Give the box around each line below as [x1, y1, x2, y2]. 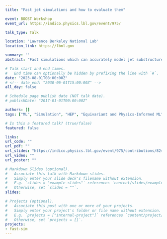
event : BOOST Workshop [5, 16, 52, 21]
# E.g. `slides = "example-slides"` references [5, 180, 110, 186]
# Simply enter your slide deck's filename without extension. [5, 176, 143, 181]
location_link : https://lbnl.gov [5, 43, 75, 49]
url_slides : [5, 148, 30, 153]
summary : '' [5, 53, 30, 58]
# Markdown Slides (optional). [5, 166, 70, 172]
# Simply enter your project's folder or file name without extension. [5, 208, 162, 213]
